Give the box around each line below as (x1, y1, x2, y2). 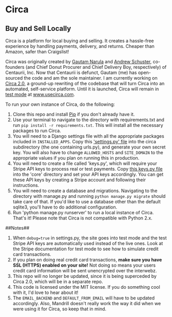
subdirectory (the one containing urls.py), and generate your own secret (12, 144, 166, 150)
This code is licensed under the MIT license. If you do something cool (12, 284, 160, 290)
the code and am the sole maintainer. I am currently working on (24, 75, 158, 81)
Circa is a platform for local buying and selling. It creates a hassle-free (5, 38, 154, 44)
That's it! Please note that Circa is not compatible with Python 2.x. (12, 215, 152, 221)
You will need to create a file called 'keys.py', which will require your (12, 160, 158, 166)
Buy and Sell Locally (5, 24, 71, 33)
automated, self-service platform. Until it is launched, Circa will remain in (5, 86, 159, 92)
